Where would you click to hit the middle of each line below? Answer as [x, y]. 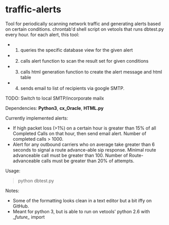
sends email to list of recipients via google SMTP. [72, 88]
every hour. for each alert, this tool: [42, 34]
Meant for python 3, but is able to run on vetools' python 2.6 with [81, 211]
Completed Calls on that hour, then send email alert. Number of [79, 133]
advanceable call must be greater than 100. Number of [70, 155]
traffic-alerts [33, 10]
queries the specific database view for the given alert [77, 50]
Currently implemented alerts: [37, 118]
